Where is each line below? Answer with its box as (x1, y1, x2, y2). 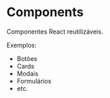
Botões (16, 54, 38, 63)
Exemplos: (6, 41, 36, 49)
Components (6, 4, 84, 20)
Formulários (16, 76, 52, 85)
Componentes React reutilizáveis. (6, 27, 104, 36)
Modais (16, 69, 39, 78)
